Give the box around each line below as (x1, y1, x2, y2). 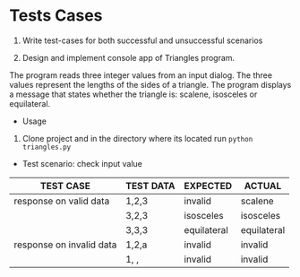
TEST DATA (124, 179, 176, 192)
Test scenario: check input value (21, 158, 143, 169)
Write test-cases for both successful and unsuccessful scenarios (21, 35, 263, 46)
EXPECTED (184, 179, 233, 192)
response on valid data (13, 195, 110, 207)
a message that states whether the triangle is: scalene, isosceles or (9, 89, 258, 100)
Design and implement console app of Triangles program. (21, 52, 236, 63)
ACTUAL (244, 179, 282, 192)
